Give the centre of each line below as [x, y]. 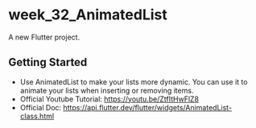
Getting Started [48, 62]
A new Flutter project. [44, 37]
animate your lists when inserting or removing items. [107, 90]
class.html [37, 116]
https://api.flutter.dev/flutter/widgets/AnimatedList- [147, 107]
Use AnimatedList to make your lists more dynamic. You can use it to [134, 81]
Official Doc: [41, 107]
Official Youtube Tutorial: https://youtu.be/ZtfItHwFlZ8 [109, 99]
